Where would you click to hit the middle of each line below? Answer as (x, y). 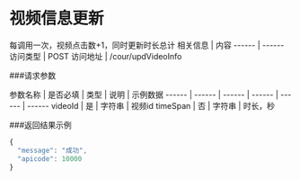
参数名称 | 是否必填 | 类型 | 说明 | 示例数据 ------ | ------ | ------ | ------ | (144, 94)
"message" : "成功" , (53, 150)
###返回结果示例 (40, 125)
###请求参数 (33, 75)
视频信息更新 (57, 18)
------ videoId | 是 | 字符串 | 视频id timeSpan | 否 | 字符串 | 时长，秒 (151, 105)
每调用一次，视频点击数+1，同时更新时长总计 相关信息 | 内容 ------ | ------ (147, 45)
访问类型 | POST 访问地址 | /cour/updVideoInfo (96, 56)
